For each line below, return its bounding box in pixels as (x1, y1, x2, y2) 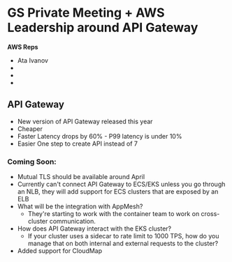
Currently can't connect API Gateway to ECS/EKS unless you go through (17, 180, 226, 189)
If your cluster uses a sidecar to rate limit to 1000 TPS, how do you (27, 232, 219, 240)
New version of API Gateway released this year (17, 117, 153, 125)
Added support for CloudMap (17, 247, 103, 255)
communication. (49, 217, 96, 226)
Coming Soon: (7, 157, 57, 167)
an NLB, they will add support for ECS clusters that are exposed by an (17, 187, 219, 196)
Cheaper (17, 124, 43, 133)
